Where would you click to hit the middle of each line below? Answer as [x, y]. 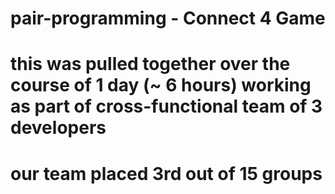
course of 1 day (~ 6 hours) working [161, 85]
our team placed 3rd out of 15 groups [166, 173]
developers [58, 128]
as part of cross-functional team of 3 [166, 106]
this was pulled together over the [150, 64]
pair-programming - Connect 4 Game [168, 18]
